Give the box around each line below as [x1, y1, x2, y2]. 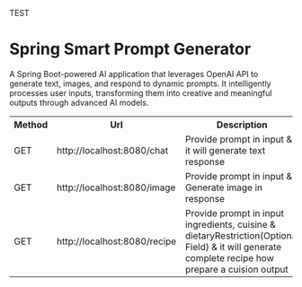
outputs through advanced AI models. [9, 97, 149, 108]
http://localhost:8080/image [57, 181, 176, 194]
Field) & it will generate [184, 240, 282, 253]
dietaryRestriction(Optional [184, 229, 299, 241]
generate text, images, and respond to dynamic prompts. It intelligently [9, 78, 271, 89]
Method [13, 118, 49, 131]
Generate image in [184, 181, 263, 194]
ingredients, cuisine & [184, 218, 276, 230]
